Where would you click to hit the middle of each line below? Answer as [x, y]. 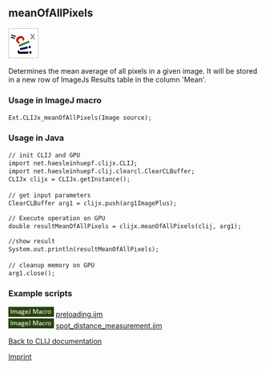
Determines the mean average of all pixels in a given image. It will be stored [133, 70]
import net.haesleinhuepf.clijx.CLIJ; [73, 163]
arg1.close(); [32, 274]
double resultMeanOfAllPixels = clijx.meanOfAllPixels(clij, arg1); [125, 227]
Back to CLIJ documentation [55, 341]
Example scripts [40, 294]
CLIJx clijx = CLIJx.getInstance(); [69, 179]
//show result [32, 242]
